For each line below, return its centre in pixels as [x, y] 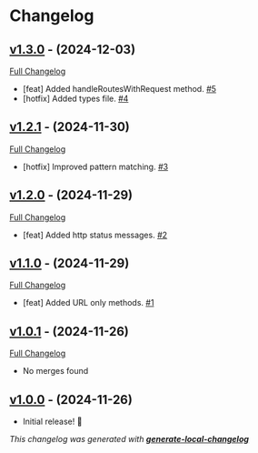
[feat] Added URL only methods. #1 [88, 303]
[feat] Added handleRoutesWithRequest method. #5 [119, 89]
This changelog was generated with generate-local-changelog [129, 439]
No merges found [55, 371]
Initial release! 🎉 [52, 422]
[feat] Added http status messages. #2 [95, 235]
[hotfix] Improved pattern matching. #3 [95, 166]
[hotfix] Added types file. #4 [75, 98]
